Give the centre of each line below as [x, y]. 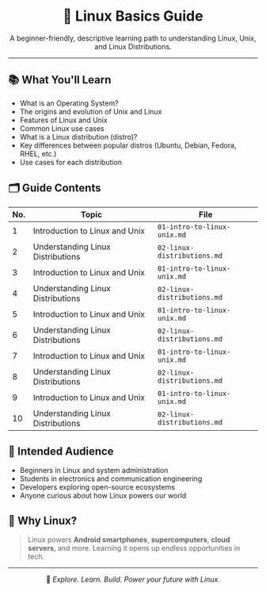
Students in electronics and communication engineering [111, 479]
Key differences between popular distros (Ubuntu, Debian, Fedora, [128, 145]
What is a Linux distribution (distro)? [78, 136]
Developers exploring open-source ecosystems [97, 487]
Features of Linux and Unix [64, 120]
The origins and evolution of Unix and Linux [91, 111]
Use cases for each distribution [71, 162]
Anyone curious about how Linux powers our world [103, 496]
